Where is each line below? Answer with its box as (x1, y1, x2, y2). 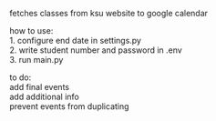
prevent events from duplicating (9, 101, 129, 112)
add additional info (9, 91, 79, 102)
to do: (9, 72, 32, 83)
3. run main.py (9, 55, 64, 65)
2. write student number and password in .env (9, 45, 182, 55)
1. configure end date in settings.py (9, 35, 141, 45)
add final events (9, 82, 70, 92)
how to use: (9, 25, 54, 35)
